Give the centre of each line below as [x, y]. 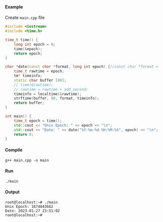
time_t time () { [21, 40]
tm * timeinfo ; [28, 76]
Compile [14, 150]
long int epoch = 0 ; [35, 44]
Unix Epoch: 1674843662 [29, 206]
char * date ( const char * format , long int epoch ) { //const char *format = [82, 67]
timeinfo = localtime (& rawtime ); [48, 94]
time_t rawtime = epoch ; [39, 71]
